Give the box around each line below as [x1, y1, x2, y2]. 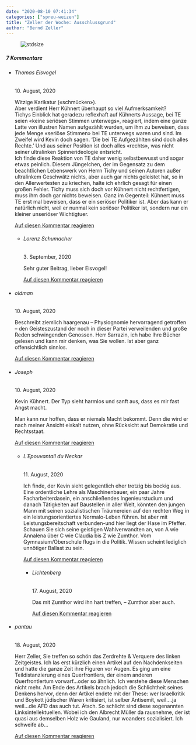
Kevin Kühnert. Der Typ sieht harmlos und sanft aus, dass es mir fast [14, 398, 180, 405]
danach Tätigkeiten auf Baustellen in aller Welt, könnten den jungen [23, 501, 185, 508]
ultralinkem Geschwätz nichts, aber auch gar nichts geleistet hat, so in [14, 173, 184, 180]
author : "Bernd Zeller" [6, 25, 64, 31]
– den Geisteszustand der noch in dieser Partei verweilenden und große [14, 325, 187, 332]
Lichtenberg [32, 569, 61, 576]
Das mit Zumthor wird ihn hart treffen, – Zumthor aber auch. [32, 598, 176, 606]
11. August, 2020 [23, 471, 64, 478]
